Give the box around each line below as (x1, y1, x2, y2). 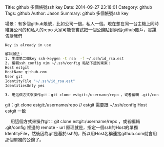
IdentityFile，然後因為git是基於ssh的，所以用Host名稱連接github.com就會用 (5, 130, 157, 136)
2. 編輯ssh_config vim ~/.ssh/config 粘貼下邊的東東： (5, 61, 111, 65)
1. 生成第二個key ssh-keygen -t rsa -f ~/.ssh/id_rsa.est (5, 56, 124, 61)
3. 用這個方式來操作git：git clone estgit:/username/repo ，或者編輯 (5, 92, 139, 97)
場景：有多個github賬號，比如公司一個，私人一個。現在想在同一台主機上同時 (5, 21, 159, 26)
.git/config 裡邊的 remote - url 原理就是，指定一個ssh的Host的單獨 (5, 124, 138, 130)
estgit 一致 (5, 108, 26, 114)
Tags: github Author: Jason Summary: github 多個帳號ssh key (5, 10, 129, 16)
